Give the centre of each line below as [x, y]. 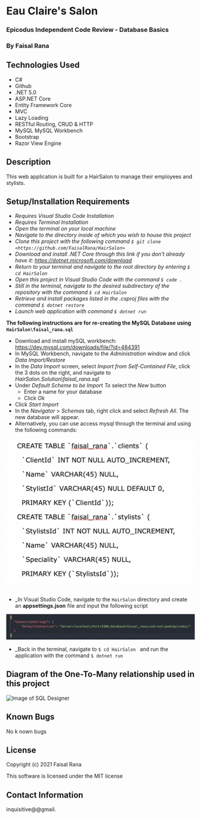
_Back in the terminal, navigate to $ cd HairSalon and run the [92, 649]
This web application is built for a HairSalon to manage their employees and [99, 176]
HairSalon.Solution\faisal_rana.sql [57, 379]
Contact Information [45, 795]
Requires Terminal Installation [51, 222]
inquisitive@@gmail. [31, 809]
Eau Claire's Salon [52, 11]
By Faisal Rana [28, 46]
